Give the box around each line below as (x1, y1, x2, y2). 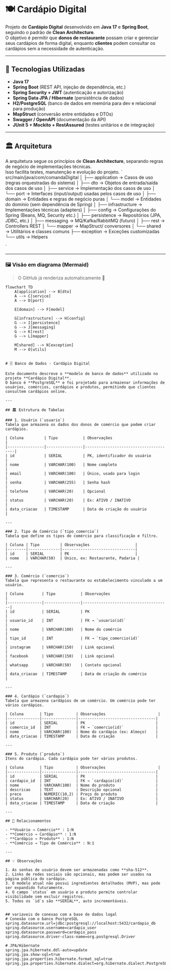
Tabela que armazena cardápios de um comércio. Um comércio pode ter (5, 698, 156, 703)
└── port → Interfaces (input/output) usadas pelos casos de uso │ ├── (5, 190, 156, 196)
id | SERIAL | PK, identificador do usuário (10, 453, 152, 458)
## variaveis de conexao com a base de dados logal (5, 911, 117, 917)
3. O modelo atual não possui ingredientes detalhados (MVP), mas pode (5, 880, 160, 886)
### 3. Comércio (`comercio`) (5, 573, 70, 579)
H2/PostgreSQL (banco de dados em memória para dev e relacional (12, 100, 156, 106)
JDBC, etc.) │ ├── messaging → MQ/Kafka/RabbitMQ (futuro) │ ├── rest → (5, 217, 165, 223)
